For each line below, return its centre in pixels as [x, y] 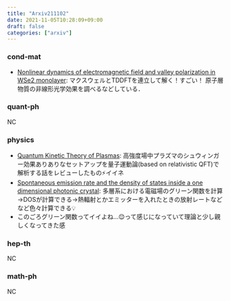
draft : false [26, 26]
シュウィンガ [201, 156]
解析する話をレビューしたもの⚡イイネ [70, 173]
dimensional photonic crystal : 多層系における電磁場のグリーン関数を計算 [120, 191]
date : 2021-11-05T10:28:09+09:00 [55, 20]
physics [21, 140]
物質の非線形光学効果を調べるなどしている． [81, 89]
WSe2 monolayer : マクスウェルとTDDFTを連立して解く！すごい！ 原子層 [120, 80]
